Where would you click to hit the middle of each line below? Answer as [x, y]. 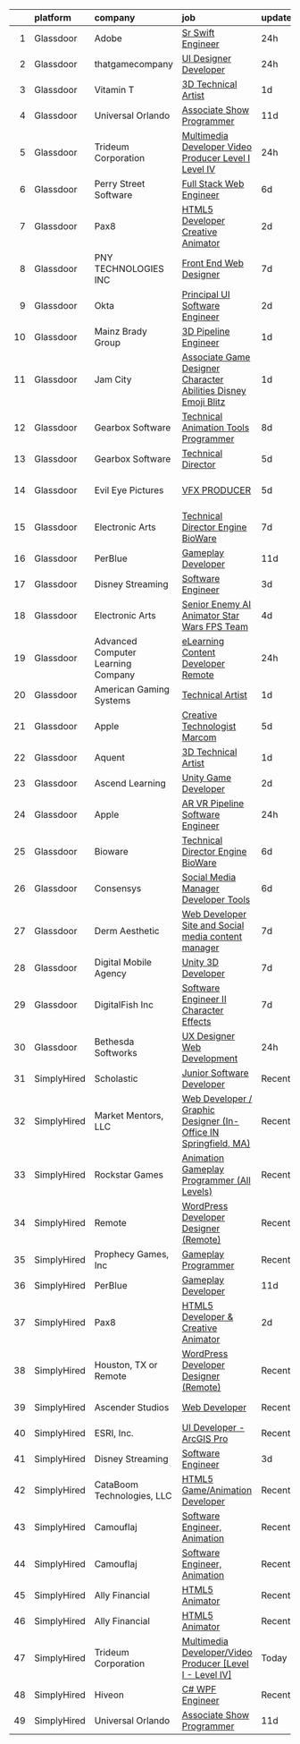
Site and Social [213, 925]
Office [195, 1132]
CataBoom [117, 1485]
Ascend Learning [130, 783]
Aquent [109, 757]
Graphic [199, 1110]
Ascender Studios [132, 1407]
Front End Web [212, 263]
